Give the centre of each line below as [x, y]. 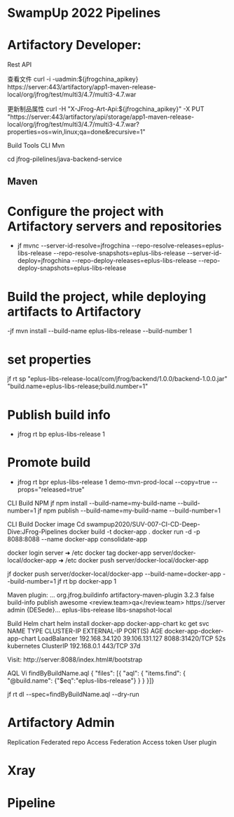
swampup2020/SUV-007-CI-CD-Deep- [144, 525]
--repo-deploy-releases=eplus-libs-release [135, 261]
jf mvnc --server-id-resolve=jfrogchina [74, 246]
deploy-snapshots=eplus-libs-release [72, 268]
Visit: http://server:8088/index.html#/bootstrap [75, 660]
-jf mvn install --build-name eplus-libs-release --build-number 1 [100, 331]
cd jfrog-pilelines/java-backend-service [65, 159]
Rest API [20, 65]
